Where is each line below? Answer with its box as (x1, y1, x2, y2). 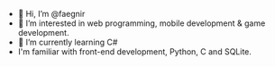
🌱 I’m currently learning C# (17, 37, 118, 47)
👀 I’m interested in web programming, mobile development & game (17, 18, 266, 29)
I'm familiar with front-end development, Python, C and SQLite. (17, 46, 252, 57)
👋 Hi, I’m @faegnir (17, 9, 86, 19)
